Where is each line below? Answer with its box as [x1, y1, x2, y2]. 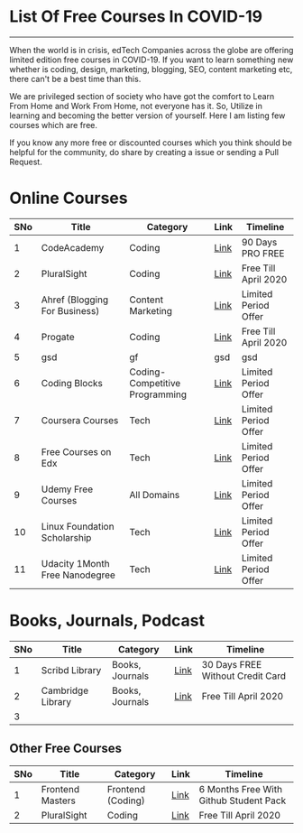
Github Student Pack [198, 794, 287, 807]
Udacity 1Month [41, 557, 110, 569]
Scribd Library [41, 663, 102, 676]
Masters [41, 794, 77, 807]
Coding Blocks [41, 376, 104, 389]
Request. [9, 156, 42, 167]
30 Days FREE [201, 658, 262, 671]
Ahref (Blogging [41, 293, 109, 306]
